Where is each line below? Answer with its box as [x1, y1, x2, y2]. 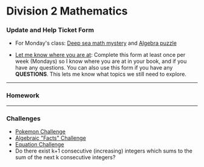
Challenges [6, 114, 41, 122]
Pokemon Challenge [15, 128, 66, 136]
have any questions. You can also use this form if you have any [15, 64, 173, 71]
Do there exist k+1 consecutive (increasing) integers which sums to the [15, 147, 192, 155]
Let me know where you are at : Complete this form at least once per [15, 51, 186, 59]
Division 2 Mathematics [6, 4, 128, 18]
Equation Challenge [15, 141, 64, 148]
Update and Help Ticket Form [6, 26, 94, 34]
